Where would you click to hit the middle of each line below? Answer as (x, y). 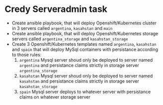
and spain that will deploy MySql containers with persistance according (85, 49)
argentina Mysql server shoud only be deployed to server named (86, 60)
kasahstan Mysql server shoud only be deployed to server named (86, 76)
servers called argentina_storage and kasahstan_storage (70, 39)
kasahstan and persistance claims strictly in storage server (79, 81)
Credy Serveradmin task (56, 9)
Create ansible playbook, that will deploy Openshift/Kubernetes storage (85, 33)
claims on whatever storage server (55, 97)
